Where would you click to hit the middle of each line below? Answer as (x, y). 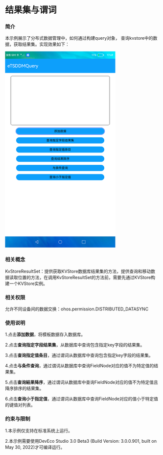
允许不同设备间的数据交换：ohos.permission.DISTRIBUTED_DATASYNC (77, 309)
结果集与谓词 (31, 10)
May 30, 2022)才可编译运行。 (35, 447)
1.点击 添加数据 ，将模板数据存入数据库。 (45, 334)
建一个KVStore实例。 (26, 283)
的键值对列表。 (20, 405)
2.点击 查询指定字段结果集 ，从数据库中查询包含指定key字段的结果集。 (75, 345)
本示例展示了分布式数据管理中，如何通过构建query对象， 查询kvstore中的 (79, 38)
